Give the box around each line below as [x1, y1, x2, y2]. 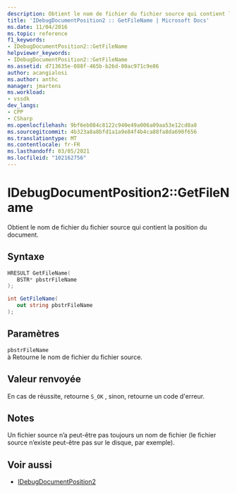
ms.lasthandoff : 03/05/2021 [7, 148, 90, 155]
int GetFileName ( [7, 295, 59, 303]
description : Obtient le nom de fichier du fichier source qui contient [7, 10, 226, 18]
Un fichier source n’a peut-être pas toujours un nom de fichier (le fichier [7, 431, 217, 439]
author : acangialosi [7, 69, 68, 76]
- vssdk [7, 96, 30, 103]
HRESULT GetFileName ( [7, 269, 71, 277]
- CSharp [7, 115, 33, 122]
